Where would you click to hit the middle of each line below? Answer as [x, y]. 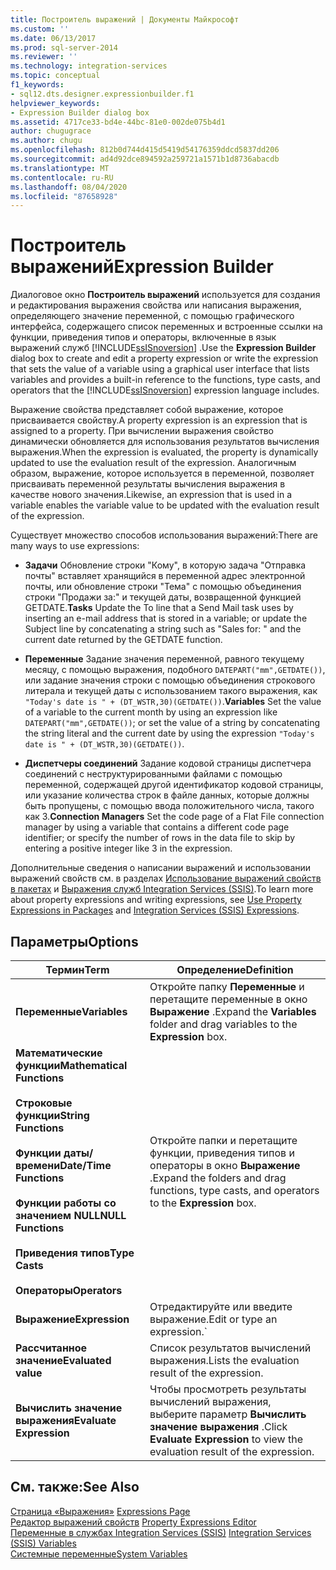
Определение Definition [235, 969]
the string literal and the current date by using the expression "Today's [169, 733]
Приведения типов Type [75, 1253]
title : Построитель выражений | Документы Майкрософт [125, 19]
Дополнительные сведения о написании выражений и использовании [161, 868]
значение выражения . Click [218, 1426]
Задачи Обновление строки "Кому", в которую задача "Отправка [165, 565]
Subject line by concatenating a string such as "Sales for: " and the [163, 629]
